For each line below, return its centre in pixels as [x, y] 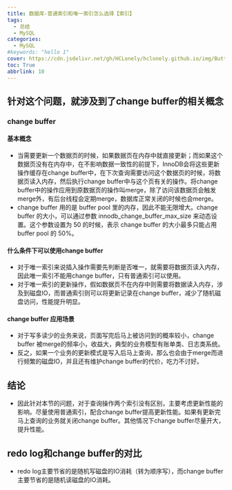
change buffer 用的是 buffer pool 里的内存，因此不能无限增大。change [117, 208]
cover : [17, 59]
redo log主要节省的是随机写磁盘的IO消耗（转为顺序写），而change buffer [120, 471]
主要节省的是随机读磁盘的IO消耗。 [66, 480]
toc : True [21, 65]
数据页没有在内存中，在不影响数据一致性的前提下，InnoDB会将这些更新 [118, 164]
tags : [15, 20]
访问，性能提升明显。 [54, 302]
